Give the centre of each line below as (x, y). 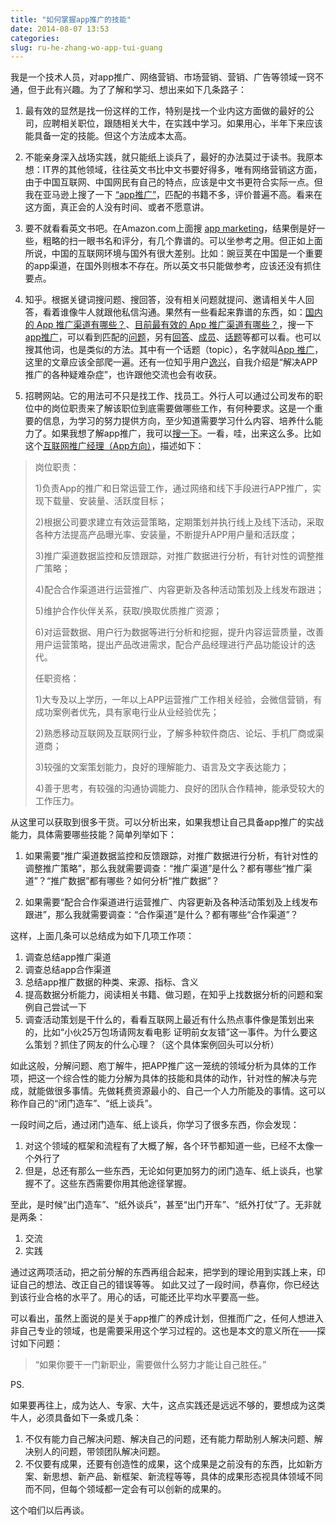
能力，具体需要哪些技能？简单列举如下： (93, 835)
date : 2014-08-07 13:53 (60, 29)
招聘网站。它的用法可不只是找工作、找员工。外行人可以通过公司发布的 (169, 396)
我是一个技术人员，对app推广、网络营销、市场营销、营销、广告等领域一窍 (163, 77)
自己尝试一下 (60, 1007)
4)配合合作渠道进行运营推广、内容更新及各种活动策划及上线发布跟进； (179, 590)
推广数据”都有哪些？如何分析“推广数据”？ (135, 881)
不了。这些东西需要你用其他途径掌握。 (112, 1183)
